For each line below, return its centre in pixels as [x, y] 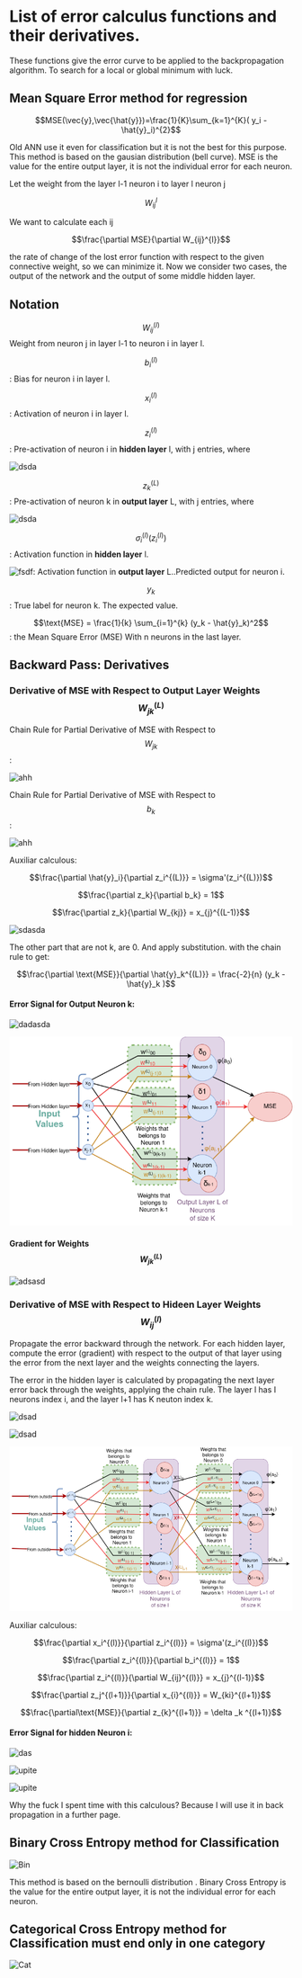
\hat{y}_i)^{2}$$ [151, 130]
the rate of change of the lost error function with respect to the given [137, 257]
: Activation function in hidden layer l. [79, 554]
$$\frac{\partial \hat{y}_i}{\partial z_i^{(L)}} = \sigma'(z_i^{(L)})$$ [151, 877]
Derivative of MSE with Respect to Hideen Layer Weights [135, 1304]
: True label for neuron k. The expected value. [93, 605]
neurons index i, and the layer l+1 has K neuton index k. [111, 1400]
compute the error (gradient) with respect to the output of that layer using [146, 1353]
